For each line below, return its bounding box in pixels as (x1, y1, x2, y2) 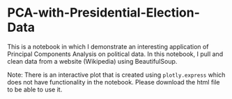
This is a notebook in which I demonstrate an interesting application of (7, 42, 209, 51)
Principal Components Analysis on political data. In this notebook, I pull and (7, 50, 224, 58)
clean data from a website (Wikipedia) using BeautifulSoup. (7, 57, 178, 65)
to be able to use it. (7, 85, 63, 93)
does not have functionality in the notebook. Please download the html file (7, 78, 221, 86)
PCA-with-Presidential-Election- (7, 5, 201, 21)
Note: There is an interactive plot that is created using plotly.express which (7, 71, 226, 79)
